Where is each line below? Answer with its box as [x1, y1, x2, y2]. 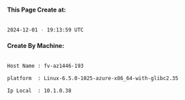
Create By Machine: [7, 41, 65, 49]
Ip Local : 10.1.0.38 [7, 88, 72, 95]
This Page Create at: [7, 5, 66, 14]
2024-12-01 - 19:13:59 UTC [7, 27, 84, 34]
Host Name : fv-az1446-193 [7, 62, 84, 70]
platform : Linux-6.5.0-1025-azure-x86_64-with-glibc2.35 [7, 75, 179, 82]
